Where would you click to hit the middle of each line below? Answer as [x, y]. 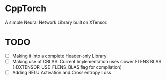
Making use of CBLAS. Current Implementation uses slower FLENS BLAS [87, 61]
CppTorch [26, 9]
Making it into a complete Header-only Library [59, 56]
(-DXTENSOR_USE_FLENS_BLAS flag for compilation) [67, 67]
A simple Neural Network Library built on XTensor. [56, 22]
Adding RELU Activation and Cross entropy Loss [62, 72]
